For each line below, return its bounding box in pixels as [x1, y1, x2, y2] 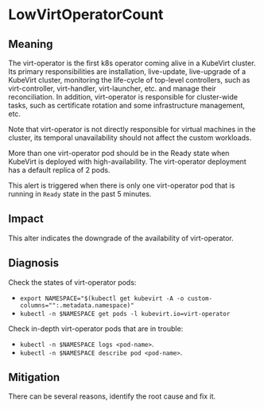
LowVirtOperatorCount [8, 6, 164, 24]
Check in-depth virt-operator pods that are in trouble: [8, 324, 184, 333]
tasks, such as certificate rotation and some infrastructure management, [8, 101, 245, 110]
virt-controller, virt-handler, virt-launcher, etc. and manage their [8, 84, 216, 93]
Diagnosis [8, 256, 60, 270]
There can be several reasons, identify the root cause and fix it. [8, 391, 216, 401]
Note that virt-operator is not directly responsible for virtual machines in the [8, 125, 256, 134]
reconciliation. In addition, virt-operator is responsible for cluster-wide [8, 92, 239, 101]
